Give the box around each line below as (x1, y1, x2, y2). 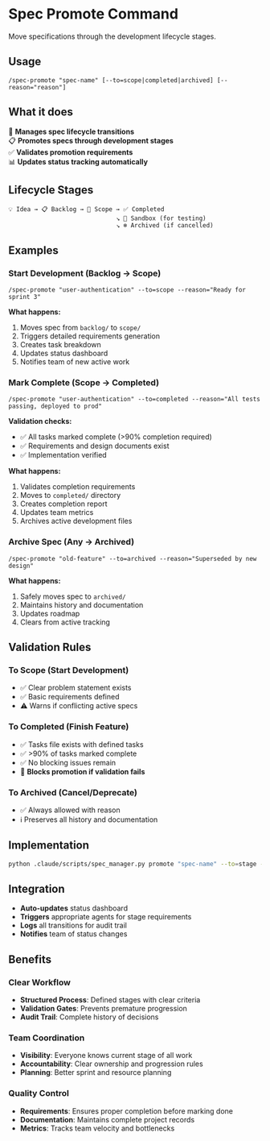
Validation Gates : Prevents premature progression (19, 1004, 187, 1014)
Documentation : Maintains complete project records (19, 1114, 195, 1124)
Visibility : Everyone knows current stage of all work (19, 1051, 193, 1060)
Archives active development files (19, 517, 133, 526)
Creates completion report (19, 499, 108, 508)
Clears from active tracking (19, 617, 111, 627)
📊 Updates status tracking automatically (8, 156, 149, 166)
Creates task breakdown (19, 340, 102, 350)
